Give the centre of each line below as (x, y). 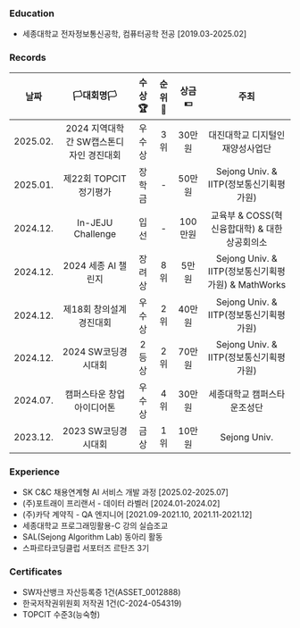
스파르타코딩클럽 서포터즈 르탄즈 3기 (86, 548)
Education (32, 13)
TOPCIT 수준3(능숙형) (61, 615)
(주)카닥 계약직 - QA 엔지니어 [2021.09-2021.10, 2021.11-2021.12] (137, 514)
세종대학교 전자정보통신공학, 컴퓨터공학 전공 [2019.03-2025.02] (134, 34)
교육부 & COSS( (243, 215)
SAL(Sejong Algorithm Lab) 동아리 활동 (92, 536)
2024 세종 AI (90, 265)
